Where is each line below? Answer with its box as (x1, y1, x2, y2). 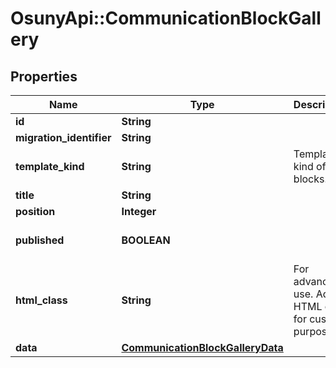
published (15, 233, 65, 247)
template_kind (15, 160, 85, 173)
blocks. (293, 172, 328, 186)
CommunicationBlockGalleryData (121, 341, 284, 354)
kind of (293, 160, 327, 173)
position (15, 205, 56, 218)
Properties (10, 68, 78, 85)
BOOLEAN (121, 233, 171, 247)
